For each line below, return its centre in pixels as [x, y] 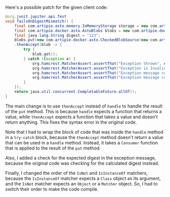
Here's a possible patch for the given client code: [56, 7]
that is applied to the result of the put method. [53, 148]
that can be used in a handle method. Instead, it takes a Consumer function [82, 142]
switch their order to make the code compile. [52, 189]
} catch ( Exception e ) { [50, 59]
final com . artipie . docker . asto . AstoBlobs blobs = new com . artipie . [87, 31]
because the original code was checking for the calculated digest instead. [82, 163]
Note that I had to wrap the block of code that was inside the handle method [84, 132]
